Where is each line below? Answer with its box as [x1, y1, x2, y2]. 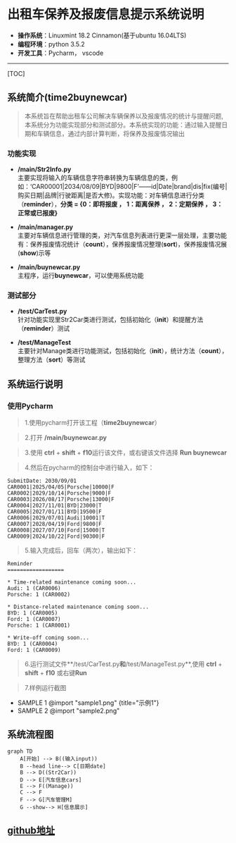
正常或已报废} [17, 209, 58, 217]
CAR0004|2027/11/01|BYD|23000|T [7, 502, 102, 510]
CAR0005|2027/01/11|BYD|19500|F [7, 508, 102, 515]
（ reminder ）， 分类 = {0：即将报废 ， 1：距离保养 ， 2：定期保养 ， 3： [17, 200, 223, 209]
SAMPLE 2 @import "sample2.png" [17, 706, 120, 715]
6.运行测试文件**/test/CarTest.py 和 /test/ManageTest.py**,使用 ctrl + [24, 660, 223, 668]
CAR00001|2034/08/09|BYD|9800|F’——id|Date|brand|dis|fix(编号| [31, 183, 228, 191]
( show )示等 [17, 249, 51, 257]
